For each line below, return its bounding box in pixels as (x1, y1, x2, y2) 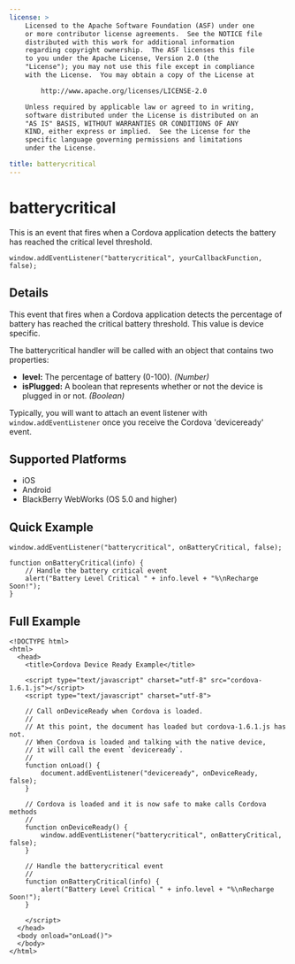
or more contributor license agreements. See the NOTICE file (25, 29, 263, 38)
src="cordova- (210, 675, 263, 684)
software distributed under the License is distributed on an (25, 111, 259, 120)
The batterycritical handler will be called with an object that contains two (9, 344, 274, 355)
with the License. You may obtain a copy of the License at (25, 71, 254, 80)
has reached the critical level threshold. (9, 236, 153, 247)
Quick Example (9, 520, 95, 535)
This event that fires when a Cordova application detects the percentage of (9, 309, 283, 320)
